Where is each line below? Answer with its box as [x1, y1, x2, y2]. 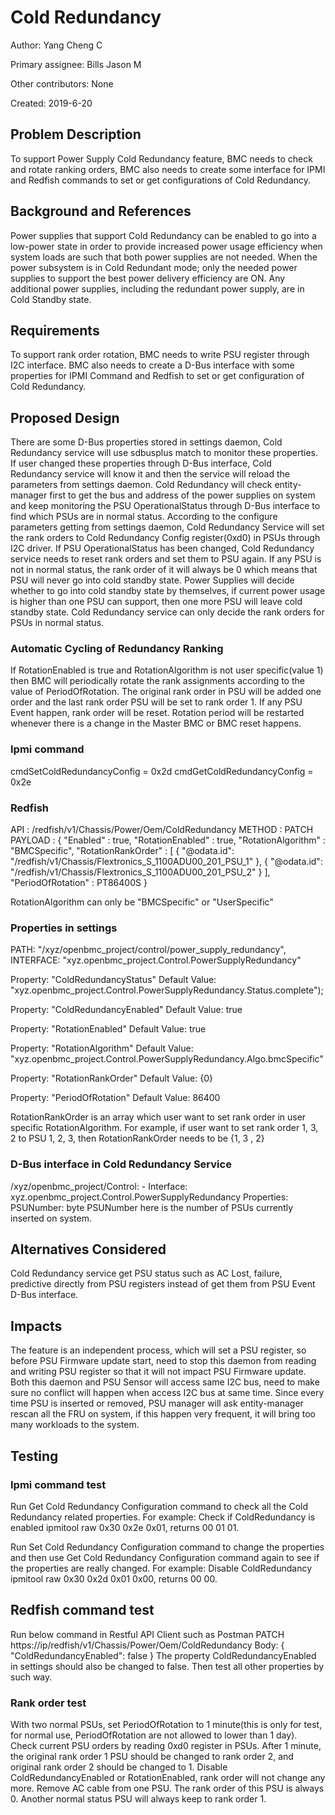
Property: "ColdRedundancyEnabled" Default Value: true [10, 1004, 243, 1016]
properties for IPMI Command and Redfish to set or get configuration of [10, 370, 305, 382]
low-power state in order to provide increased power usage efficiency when [10, 240, 323, 252]
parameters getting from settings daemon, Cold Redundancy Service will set [10, 521, 325, 533]
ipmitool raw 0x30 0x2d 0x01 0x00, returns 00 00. [10, 1572, 218, 1585]
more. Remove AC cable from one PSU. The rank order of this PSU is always [10, 1782, 325, 1795]
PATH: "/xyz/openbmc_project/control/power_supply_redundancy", [10, 944, 287, 956]
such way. [10, 1671, 53, 1683]
